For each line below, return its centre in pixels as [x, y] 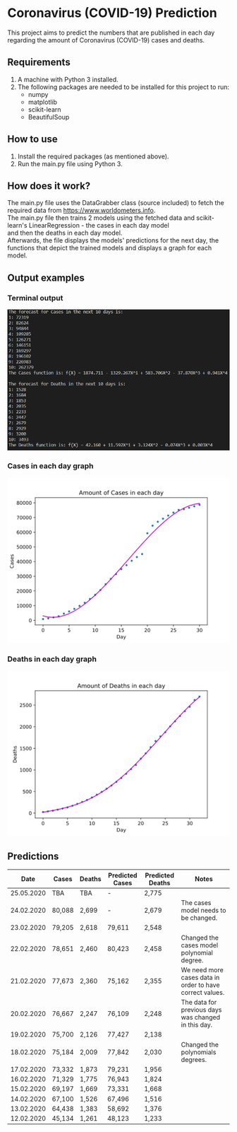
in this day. [197, 1025]
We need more [202, 969]
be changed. [199, 918]
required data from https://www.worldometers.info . [81, 211]
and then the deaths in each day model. [65, 233]
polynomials [199, 1052]
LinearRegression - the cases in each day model [99, 226]
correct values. [203, 992]
